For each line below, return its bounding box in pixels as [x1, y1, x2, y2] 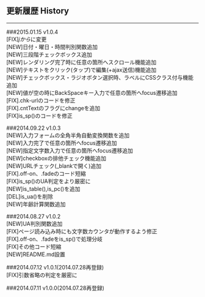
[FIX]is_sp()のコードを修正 [6, 112, 73, 119]
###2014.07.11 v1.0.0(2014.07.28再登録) [6, 284, 105, 291]
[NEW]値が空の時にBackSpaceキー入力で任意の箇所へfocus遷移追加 [6, 89, 178, 96]
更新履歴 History [6, 6, 70, 17]
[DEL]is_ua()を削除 [6, 192, 54, 200]
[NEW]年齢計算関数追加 [6, 200, 66, 208]
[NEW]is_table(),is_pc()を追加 [6, 185, 81, 192]
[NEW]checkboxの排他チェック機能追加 [6, 154, 107, 162]
